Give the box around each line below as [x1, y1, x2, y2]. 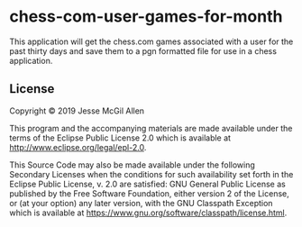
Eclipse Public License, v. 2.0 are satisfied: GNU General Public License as [9, 178, 286, 189]
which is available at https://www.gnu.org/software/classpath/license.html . [9, 207, 288, 218]
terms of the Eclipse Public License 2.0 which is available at [9, 132, 232, 143]
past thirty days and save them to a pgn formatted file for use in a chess [9, 45, 278, 56]
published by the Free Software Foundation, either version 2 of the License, [9, 187, 290, 199]
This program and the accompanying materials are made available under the [9, 123, 293, 133]
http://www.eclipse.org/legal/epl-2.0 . [9, 141, 147, 152]
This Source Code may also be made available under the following [9, 159, 255, 170]
